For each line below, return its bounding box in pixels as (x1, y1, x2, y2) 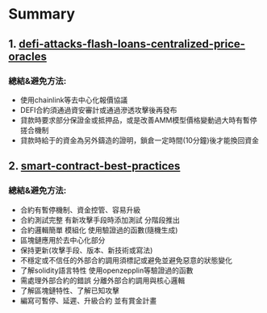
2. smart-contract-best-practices (8, 159, 181, 173)
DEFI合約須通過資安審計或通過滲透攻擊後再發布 (19, 105, 177, 115)
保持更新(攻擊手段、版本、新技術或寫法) (19, 245, 153, 255)
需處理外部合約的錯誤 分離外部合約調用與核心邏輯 (19, 275, 186, 285)
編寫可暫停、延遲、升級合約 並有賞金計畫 (19, 295, 157, 305)
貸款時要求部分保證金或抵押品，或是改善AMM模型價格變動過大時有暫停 (19, 115, 257, 125)
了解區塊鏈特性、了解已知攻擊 (19, 286, 119, 295)
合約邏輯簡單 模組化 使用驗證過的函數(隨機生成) (19, 225, 178, 235)
